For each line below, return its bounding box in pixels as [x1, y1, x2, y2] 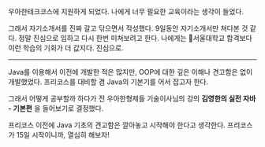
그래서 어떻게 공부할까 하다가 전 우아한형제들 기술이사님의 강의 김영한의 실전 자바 [8, 94, 256, 103]
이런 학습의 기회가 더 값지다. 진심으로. [8, 43, 124, 53]
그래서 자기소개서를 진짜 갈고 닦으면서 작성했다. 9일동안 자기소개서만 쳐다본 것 [8, 24, 248, 33]
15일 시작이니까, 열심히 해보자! [16, 130, 110, 139]
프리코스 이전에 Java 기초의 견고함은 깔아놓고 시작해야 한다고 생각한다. [8, 120, 226, 130]
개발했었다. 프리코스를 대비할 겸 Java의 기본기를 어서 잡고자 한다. [8, 77, 209, 86]
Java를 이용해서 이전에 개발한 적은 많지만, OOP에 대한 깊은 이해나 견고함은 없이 [8, 68, 253, 76]
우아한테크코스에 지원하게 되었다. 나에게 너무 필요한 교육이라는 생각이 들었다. [8, 7, 244, 16]
